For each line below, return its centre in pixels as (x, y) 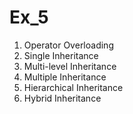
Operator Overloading (68, 45)
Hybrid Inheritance (62, 98)
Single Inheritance (61, 55)
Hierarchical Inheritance (73, 87)
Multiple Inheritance (65, 77)
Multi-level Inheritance (70, 66)
